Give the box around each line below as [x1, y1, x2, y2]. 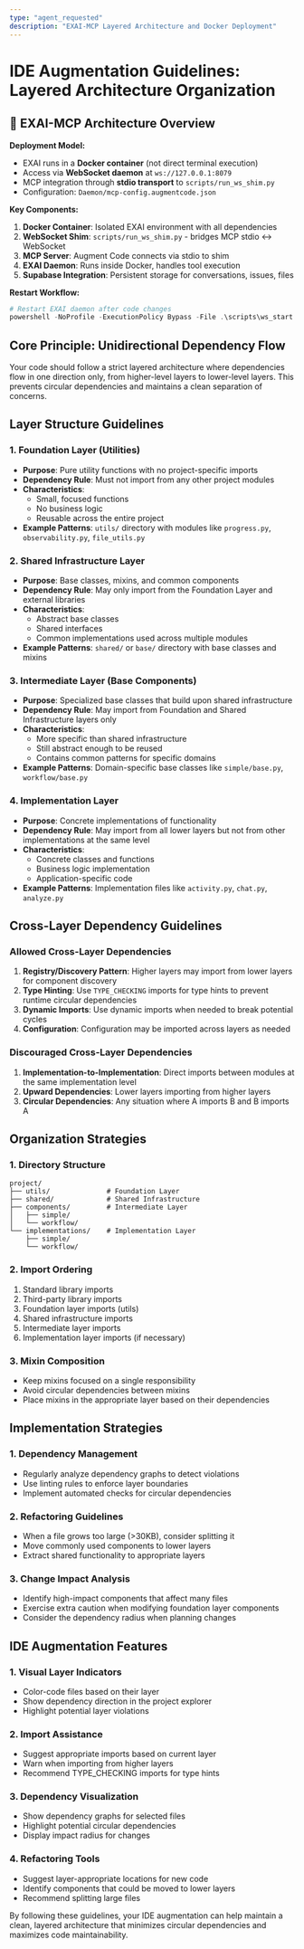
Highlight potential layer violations [22, 1705, 149, 1716]
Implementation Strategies [9, 1421, 163, 1436]
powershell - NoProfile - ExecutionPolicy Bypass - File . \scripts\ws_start [9, 313, 294, 322]
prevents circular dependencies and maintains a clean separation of [9, 381, 262, 392]
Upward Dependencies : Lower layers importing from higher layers [22, 1086, 271, 1097]
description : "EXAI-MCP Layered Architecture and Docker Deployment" [9, 22, 278, 31]
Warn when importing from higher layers [22, 1758, 174, 1769]
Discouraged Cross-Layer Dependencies [9, 1046, 193, 1059]
